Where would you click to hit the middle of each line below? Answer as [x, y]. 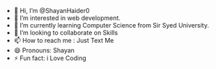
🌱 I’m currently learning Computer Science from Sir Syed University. [111, 25]
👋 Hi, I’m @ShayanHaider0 [52, 11]
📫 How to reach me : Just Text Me [64, 40]
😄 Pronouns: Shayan [44, 50]
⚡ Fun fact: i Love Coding [50, 58]
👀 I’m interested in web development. [67, 18]
